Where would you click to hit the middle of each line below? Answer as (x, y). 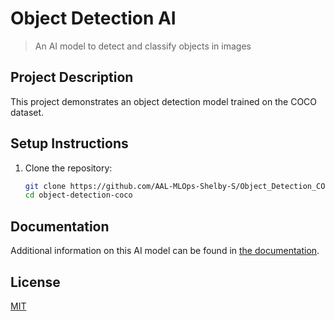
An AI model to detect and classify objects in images (143, 46)
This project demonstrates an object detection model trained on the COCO (164, 101)
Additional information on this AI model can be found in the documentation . (165, 251)
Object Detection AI (93, 18)
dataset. (27, 112)
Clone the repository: (68, 168)
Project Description (72, 77)
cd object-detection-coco (78, 195)
